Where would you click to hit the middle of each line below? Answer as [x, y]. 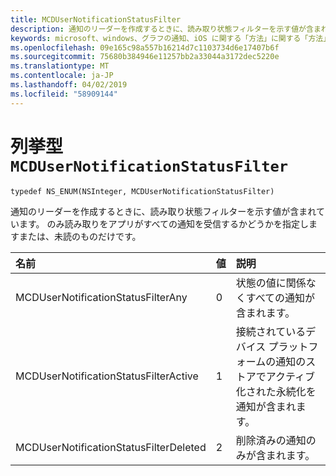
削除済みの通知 [271, 440]
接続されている [271, 331]
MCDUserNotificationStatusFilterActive [107, 376]
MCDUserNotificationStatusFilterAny [101, 297]
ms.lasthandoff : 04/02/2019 [69, 85]
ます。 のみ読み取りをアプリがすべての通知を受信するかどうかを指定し [163, 223]
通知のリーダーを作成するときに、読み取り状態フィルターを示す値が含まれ [163, 211]
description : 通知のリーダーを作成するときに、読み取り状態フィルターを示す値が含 [162, 29]
